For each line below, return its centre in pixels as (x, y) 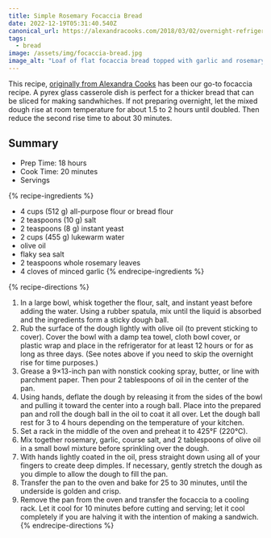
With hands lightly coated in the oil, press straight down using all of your (140, 457)
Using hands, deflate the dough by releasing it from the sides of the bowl (141, 397)
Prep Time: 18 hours (53, 163)
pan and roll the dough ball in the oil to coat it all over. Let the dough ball (140, 414)
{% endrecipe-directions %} (67, 525)
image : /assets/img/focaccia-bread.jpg (75, 53)
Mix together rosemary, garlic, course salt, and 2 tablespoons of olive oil (140, 440)
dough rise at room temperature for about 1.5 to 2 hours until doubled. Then (134, 109)
